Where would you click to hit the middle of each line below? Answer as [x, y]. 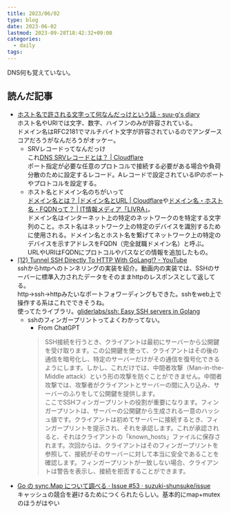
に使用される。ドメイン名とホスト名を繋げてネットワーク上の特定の [124, 234]
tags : [15, 52]
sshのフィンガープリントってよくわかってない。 [96, 320]
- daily [24, 46]
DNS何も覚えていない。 [41, 72]
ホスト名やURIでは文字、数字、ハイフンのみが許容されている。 [107, 123]
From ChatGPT [59, 328]
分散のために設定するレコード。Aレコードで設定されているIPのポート [126, 174]
